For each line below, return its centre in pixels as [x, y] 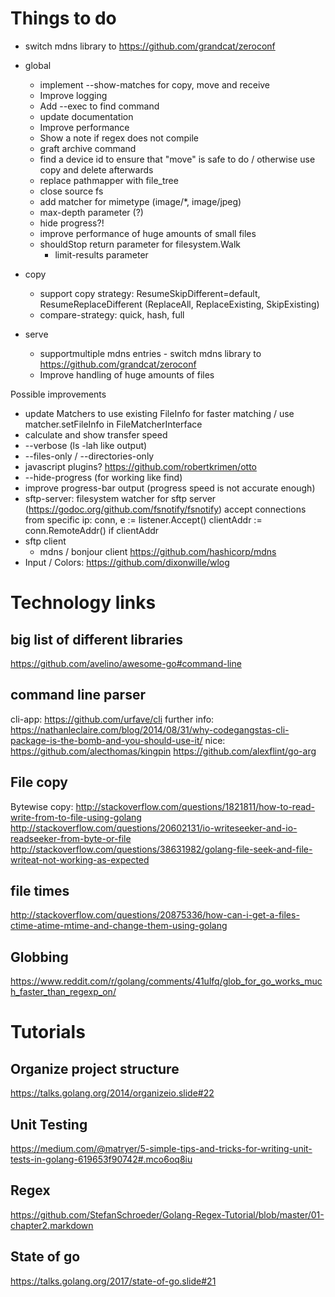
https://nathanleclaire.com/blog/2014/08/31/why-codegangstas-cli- [150, 729]
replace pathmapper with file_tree [109, 180]
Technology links [83, 603]
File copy [39, 782]
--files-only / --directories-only [89, 456]
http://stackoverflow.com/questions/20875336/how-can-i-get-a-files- [155, 915]
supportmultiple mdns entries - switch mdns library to [150, 353]
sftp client [45, 541]
